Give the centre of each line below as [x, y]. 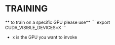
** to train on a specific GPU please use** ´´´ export [57, 22]
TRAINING [26, 9]
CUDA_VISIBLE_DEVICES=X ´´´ [36, 27]
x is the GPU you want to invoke [45, 37]
